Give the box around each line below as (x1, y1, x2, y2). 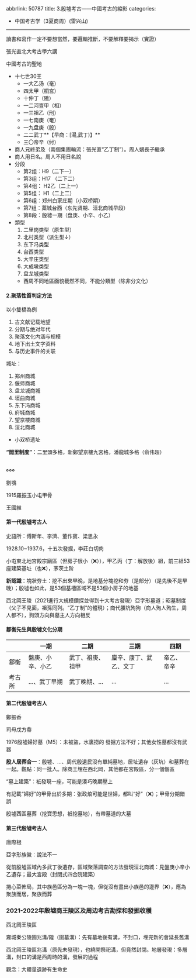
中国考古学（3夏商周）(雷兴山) (14, 18, 89, 25)
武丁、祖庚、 (69, 653, 104, 662)
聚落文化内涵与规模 (14, 333, 61, 340)
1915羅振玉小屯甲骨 (6, 491, 52, 498)
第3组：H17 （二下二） (23, 175, 78, 182)
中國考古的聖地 (6, 60, 42, 67)
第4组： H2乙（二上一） (23, 182, 82, 189)
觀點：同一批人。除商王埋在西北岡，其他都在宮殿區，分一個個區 (21, 766, 175, 773)
